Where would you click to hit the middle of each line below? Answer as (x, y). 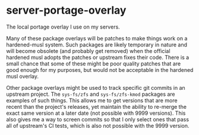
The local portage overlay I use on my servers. (63, 27)
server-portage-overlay (66, 10)
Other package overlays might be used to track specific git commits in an (96, 87)
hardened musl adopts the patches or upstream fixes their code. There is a (98, 57)
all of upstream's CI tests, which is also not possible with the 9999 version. (98, 125)
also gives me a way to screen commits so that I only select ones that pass (97, 119)
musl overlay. (22, 76)
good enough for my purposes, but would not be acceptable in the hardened (100, 70)
